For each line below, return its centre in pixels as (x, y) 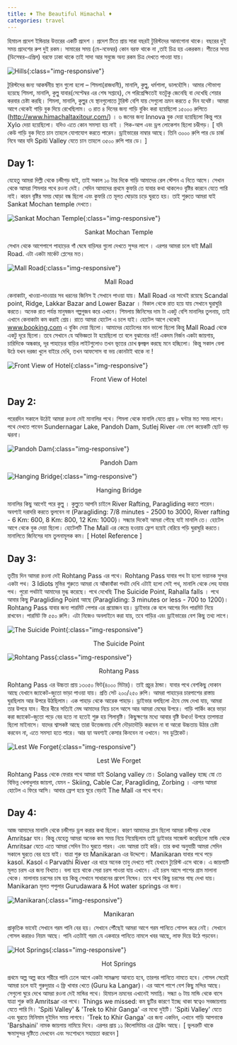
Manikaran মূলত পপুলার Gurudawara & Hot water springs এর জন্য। (95, 886)
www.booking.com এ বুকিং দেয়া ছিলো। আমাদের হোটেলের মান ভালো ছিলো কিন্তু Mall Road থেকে (117, 328)
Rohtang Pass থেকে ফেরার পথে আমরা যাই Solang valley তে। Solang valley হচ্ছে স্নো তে (115, 774)
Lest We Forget (119, 761)
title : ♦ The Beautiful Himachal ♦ (60, 14)
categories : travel (36, 21)
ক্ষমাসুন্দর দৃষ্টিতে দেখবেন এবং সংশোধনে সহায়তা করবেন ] (63, 1033)
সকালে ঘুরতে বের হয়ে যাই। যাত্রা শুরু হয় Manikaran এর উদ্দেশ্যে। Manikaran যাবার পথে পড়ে (110, 854)
